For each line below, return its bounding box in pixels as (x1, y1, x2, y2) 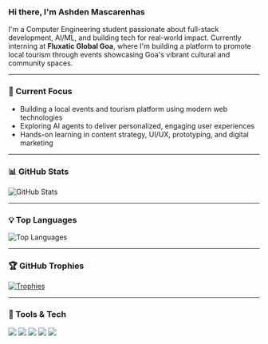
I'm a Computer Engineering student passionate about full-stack (8, 25, 219, 34)
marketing (19, 138, 53, 148)
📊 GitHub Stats (8, 166, 69, 177)
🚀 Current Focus (8, 86, 73, 97)
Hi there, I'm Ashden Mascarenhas (8, 6, 145, 18)
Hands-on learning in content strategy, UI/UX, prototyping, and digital (19, 129, 250, 139)
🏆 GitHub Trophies (8, 260, 85, 271)
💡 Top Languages (8, 214, 77, 225)
